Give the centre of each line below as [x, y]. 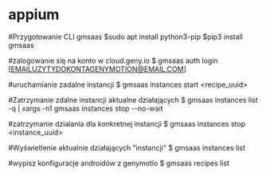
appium [34, 15]
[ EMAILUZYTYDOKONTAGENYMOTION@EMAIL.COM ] [98, 68]
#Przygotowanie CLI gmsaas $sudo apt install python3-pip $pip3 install [125, 37]
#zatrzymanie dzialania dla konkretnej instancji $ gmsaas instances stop [127, 123]
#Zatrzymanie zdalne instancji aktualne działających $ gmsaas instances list [133, 100]
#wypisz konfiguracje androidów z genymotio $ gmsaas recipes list [119, 163]
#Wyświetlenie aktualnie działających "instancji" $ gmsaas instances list [127, 147]
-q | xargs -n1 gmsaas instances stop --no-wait [86, 108]
